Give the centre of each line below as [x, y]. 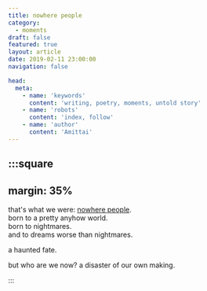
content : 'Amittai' [60, 132]
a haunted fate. [33, 249]
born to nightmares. [40, 226]
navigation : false [38, 67]
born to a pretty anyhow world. [58, 218]
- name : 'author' [51, 125]
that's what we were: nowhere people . [70, 209]
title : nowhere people [45, 15]
